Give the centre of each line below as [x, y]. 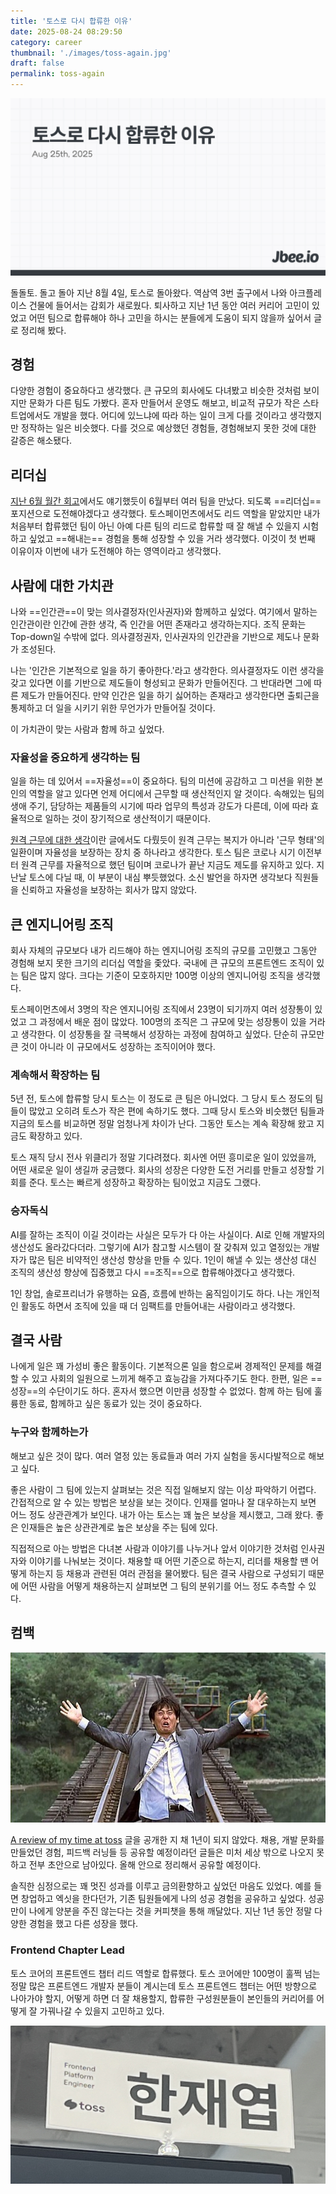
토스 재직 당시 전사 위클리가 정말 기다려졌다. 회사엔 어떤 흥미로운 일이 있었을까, [163, 1157]
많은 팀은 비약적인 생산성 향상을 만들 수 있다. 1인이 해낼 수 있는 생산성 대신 [172, 1259]
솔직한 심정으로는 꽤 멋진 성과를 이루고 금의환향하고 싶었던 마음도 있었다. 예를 [161, 1886]
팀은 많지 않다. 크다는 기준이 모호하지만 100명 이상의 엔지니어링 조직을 [157, 976]
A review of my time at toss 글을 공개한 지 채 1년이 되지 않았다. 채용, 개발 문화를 [167, 1840]
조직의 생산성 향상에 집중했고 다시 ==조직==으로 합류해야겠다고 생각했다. [153, 1272]
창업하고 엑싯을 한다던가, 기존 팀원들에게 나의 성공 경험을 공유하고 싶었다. [163, 1899]
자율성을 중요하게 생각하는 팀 [75, 757]
